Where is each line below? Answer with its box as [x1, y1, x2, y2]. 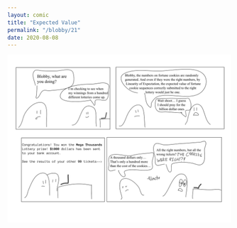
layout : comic [7, 11, 50, 18]
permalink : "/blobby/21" [7, 26, 81, 33]
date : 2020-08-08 [7, 34, 59, 41]
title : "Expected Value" [7, 18, 81, 26]
